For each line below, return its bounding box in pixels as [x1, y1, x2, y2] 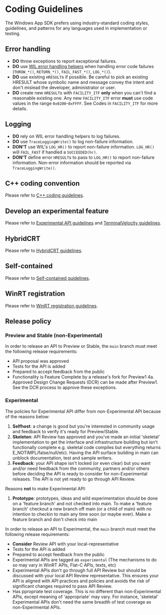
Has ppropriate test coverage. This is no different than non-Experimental [12, 588, 162, 594]
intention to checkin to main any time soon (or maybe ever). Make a [12, 511, 151, 517]
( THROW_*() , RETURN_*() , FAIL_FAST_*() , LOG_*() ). [12, 69, 112, 75]
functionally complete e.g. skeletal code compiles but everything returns [12, 444, 161, 450]
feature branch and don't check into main [12, 516, 97, 522]
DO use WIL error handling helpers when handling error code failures [12, 63, 154, 69]
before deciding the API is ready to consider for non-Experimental [12, 470, 148, 476]
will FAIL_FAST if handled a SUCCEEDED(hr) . [12, 149, 98, 155]
